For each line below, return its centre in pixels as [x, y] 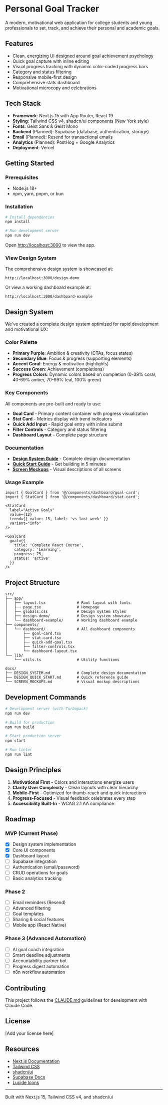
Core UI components [34, 850]
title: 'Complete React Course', [49, 545]
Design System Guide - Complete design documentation [71, 459]
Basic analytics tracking [37, 878]
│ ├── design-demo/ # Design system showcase [68, 616]
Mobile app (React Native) [39, 925]
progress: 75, [29, 554]
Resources [22, 1049]
